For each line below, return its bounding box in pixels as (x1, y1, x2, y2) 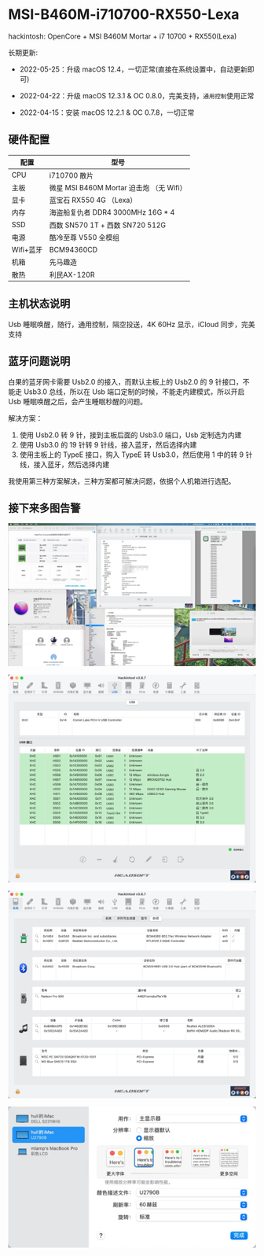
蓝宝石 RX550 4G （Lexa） (49, 195, 137, 204)
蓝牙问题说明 (8, 355, 71, 368)
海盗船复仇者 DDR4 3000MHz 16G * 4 (49, 208, 175, 217)
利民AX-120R (49, 270, 95, 279)
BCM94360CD (49, 245, 98, 254)
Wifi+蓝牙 (11, 245, 43, 254)
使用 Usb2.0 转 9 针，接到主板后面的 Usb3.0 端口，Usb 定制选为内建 (19, 430, 242, 440)
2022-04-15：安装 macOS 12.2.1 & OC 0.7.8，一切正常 (19, 108, 195, 117)
